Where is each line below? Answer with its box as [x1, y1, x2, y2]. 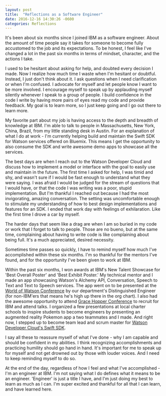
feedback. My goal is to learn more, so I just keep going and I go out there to [5, 102, 162, 108]
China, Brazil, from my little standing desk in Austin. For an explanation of [5, 128, 155, 134]
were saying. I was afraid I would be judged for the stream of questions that [5, 180, 160, 186]
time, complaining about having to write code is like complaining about [5, 232, 149, 238]
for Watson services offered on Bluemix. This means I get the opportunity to [5, 139, 160, 145]
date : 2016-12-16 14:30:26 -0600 [5, 16, 74, 21]
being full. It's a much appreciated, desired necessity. [5, 237, 115, 243]
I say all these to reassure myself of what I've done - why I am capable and [5, 334, 159, 340]
